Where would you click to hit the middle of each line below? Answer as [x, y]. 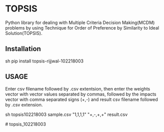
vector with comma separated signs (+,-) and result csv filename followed [81, 99]
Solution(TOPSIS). [24, 33]
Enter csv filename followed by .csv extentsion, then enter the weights [78, 88]
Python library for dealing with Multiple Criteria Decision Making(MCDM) [80, 22]
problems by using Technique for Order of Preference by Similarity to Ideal [82, 27]
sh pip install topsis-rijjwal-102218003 [44, 61]
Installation [23, 49]
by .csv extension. [24, 104]
